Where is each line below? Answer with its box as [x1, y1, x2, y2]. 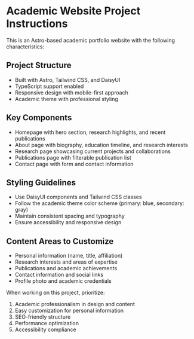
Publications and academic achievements [14, 265, 118, 272]
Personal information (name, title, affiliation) [14, 252, 123, 259]
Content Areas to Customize [6, 236, 114, 246]
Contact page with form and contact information [14, 160, 134, 167]
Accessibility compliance [14, 326, 76, 333]
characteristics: [6, 43, 45, 50]
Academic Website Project [6, 4, 141, 18]
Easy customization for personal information [14, 307, 124, 314]
